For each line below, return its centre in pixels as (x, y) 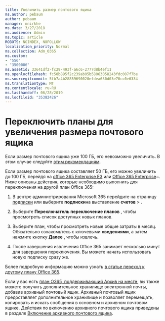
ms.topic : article (24, 38)
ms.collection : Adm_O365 (31, 51)
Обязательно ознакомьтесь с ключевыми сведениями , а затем (80, 232)
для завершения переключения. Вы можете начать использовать (82, 252)
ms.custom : (16, 56)
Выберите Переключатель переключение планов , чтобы (74, 212)
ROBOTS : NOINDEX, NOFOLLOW (33, 42)
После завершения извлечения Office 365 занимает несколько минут (86, 247)
